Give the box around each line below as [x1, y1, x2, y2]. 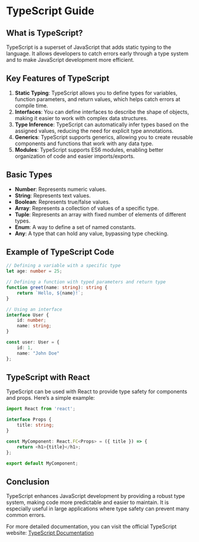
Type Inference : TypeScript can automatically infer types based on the [14, 121, 189, 128]
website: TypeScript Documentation [6, 530, 94, 537]
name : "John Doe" [17, 350, 60, 356]
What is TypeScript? [6, 28, 83, 38]
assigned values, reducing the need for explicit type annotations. [14, 127, 174, 134]
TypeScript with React [6, 372, 90, 382]
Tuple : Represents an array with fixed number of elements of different [14, 211, 187, 218]
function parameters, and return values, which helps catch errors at [14, 95, 181, 102]
